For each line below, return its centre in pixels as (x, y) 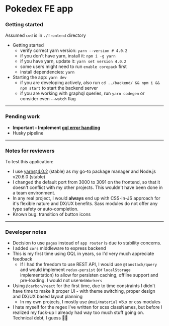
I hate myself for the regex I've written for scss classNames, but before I (87, 307)
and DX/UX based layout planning (48, 297)
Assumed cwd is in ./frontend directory (46, 35)
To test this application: (29, 162)
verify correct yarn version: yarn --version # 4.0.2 (74, 50)
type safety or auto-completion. (46, 209)
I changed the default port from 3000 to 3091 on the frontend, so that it (86, 182)
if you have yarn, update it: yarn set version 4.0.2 (73, 61)
